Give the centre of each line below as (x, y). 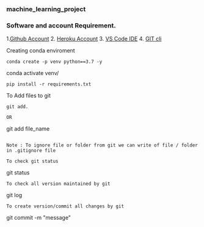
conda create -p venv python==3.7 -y (54, 62)
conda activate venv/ (33, 73)
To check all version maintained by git (59, 184)
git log (14, 195)
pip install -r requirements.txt (49, 84)
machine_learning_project (46, 9)
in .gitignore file (31, 151)
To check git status (33, 161)
